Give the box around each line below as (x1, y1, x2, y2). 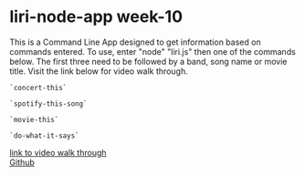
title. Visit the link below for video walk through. (9, 66, 189, 77)
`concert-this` (9, 83, 68, 92)
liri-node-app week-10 (9, 6, 184, 27)
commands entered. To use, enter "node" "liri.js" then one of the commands (9, 46, 297, 57)
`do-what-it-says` (9, 130, 79, 140)
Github (9, 157, 35, 168)
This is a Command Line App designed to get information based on (9, 36, 262, 47)
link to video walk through (9, 147, 107, 158)
